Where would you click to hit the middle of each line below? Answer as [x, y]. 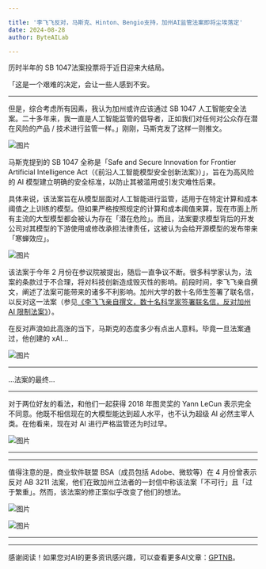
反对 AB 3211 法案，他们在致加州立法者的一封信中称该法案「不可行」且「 [127, 482]
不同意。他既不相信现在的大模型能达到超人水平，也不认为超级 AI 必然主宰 [128, 414]
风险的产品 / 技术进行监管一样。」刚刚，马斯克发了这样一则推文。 [120, 128]
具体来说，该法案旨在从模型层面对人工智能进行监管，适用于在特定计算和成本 [133, 199]
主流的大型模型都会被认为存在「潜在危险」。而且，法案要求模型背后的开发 [135, 219]
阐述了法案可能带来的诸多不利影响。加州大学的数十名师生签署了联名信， [140, 292]
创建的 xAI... [49, 338]
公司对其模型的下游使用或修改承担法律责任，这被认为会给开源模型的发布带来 [133, 229]
